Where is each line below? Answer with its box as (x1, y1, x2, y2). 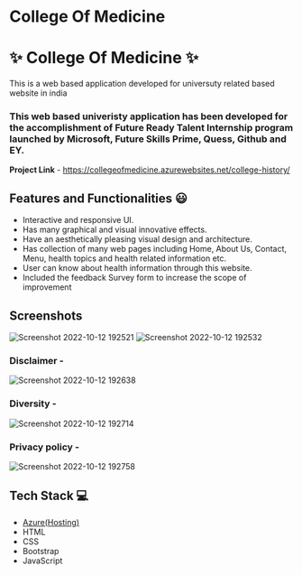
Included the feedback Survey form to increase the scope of (22, 273, 247, 283)
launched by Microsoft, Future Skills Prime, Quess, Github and (9, 133, 287, 145)
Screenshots (9, 308, 83, 323)
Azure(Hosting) (22, 516, 79, 527)
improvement (22, 282, 72, 292)
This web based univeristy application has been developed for (9, 110, 288, 123)
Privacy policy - (9, 441, 79, 453)
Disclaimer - (9, 354, 65, 366)
